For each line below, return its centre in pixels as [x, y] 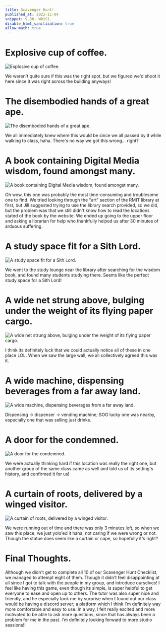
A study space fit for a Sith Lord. [73, 246]
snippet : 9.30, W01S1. [28, 19]
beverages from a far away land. [73, 391]
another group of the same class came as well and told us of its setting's [79, 468]
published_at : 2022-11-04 [32, 14]
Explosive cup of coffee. [56, 53]
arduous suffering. [24, 226]
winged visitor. [36, 504]
